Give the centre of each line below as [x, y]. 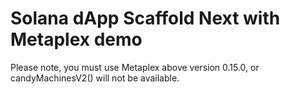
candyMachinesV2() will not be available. [95, 78]
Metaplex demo [76, 39]
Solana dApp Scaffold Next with [145, 18]
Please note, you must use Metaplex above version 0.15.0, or [135, 67]
